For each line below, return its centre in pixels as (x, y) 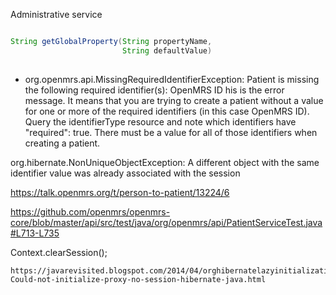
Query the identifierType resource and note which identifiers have (160, 121)
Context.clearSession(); (59, 252)
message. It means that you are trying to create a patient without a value (174, 100)
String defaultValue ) (167, 50)
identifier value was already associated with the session (125, 173)
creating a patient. (62, 143)
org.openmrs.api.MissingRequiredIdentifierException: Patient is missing (172, 79)
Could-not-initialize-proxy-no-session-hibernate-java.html (138, 279)
